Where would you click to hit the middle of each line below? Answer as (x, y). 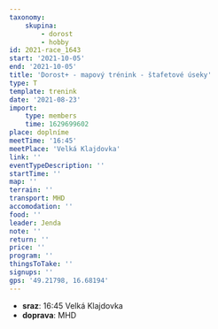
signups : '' (31, 272)
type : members (51, 116)
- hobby (55, 42)
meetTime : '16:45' (43, 141)
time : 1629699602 (57, 125)
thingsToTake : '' (41, 264)
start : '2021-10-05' (47, 58)
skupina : (41, 26)
